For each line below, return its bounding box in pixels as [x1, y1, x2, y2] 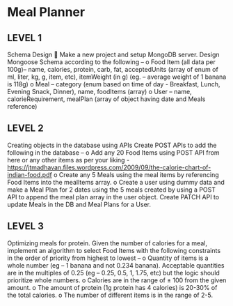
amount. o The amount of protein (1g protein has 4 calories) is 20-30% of [7, 283, 218, 291]
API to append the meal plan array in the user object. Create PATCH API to [7, 192, 220, 201]
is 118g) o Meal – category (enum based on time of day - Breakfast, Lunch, [7, 80, 220, 88]
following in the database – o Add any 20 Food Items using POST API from [7, 148, 220, 157]
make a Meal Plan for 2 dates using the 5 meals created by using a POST [7, 185, 216, 194]
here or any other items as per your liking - [7, 155, 130, 164]
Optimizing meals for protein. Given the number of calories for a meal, [7, 238, 207, 247]
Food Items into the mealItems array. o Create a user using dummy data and [7, 178, 225, 186]
